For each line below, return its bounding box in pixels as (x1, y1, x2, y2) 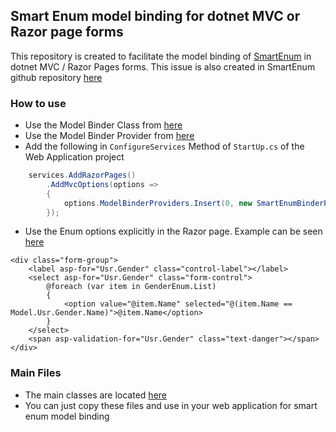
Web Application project (24, 151, 125, 163)
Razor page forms (10, 24, 124, 41)
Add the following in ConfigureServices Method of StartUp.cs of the (24, 140, 305, 153)
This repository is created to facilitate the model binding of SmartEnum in (10, 50, 312, 62)
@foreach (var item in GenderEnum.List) (46, 282, 217, 292)
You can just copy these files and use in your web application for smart (24, 399, 318, 411)
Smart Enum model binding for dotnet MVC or (10, 8, 301, 25)
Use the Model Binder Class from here (24, 119, 183, 131)
